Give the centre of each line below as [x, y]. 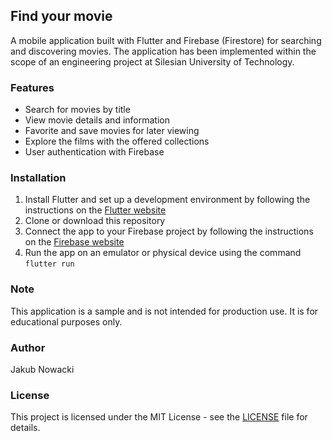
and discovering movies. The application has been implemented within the [163, 51]
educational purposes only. [66, 321]
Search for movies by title [77, 110]
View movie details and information [97, 120]
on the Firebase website [74, 242]
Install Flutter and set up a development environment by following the [167, 200]
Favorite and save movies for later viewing [112, 131]
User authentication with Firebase [94, 152]
